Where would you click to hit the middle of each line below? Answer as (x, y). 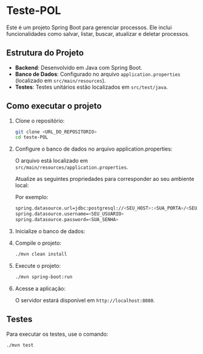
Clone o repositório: (40, 121)
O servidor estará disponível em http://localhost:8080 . (85, 300)
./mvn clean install (41, 254)
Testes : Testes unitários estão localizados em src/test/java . (92, 87)
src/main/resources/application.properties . (72, 167)
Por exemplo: (32, 197)
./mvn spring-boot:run (44, 277)
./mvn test (20, 345)
